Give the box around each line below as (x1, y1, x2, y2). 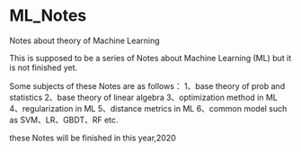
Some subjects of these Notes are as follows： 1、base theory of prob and (9, 80, 286, 91)
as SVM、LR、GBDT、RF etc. (9, 114, 119, 125)
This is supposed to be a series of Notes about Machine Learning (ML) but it (9, 52, 292, 63)
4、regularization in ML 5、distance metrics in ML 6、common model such (9, 103, 288, 113)
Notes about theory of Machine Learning (9, 35, 160, 46)
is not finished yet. (9, 62, 78, 73)
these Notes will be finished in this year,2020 (9, 132, 177, 143)
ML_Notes (9, 5, 87, 26)
